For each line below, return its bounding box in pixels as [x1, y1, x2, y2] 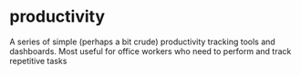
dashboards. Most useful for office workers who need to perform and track [9, 45, 292, 56]
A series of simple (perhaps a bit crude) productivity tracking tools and [9, 36, 275, 47]
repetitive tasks [9, 55, 67, 66]
